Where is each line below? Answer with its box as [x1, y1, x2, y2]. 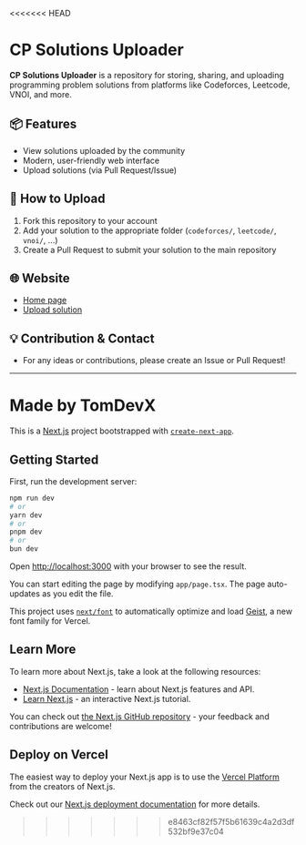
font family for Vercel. [9, 616, 91, 626]
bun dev [9, 545, 39, 554]
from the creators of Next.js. [9, 780, 116, 791]
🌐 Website [9, 270, 70, 286]
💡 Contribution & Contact [9, 331, 155, 346]
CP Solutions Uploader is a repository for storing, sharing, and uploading [9, 69, 284, 80]
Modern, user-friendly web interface [22, 155, 160, 166]
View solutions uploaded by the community [22, 145, 186, 156]
